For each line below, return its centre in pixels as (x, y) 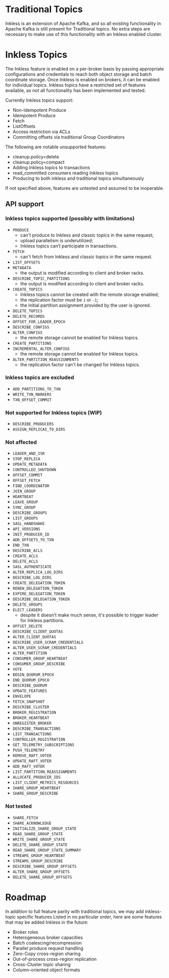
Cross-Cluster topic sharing (42, 964)
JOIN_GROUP (24, 492)
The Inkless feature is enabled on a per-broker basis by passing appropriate (84, 69)
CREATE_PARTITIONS (32, 343)
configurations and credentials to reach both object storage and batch (79, 74)
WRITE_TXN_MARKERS (32, 395)
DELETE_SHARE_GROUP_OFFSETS (42, 877)
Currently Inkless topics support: (39, 100)
